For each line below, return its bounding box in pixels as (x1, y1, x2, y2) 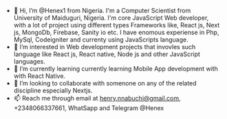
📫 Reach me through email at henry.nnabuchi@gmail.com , (13, 94, 181, 102)
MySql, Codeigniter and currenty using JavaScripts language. (13, 36, 188, 44)
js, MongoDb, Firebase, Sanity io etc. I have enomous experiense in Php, (13, 28, 219, 36)
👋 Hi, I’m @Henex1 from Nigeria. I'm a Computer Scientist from (13, 7, 191, 14)
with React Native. (13, 72, 66, 80)
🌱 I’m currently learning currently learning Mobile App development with (13, 65, 219, 72)
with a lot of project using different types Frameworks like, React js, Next (13, 21, 220, 29)
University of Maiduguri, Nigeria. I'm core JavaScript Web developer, (13, 14, 209, 22)
